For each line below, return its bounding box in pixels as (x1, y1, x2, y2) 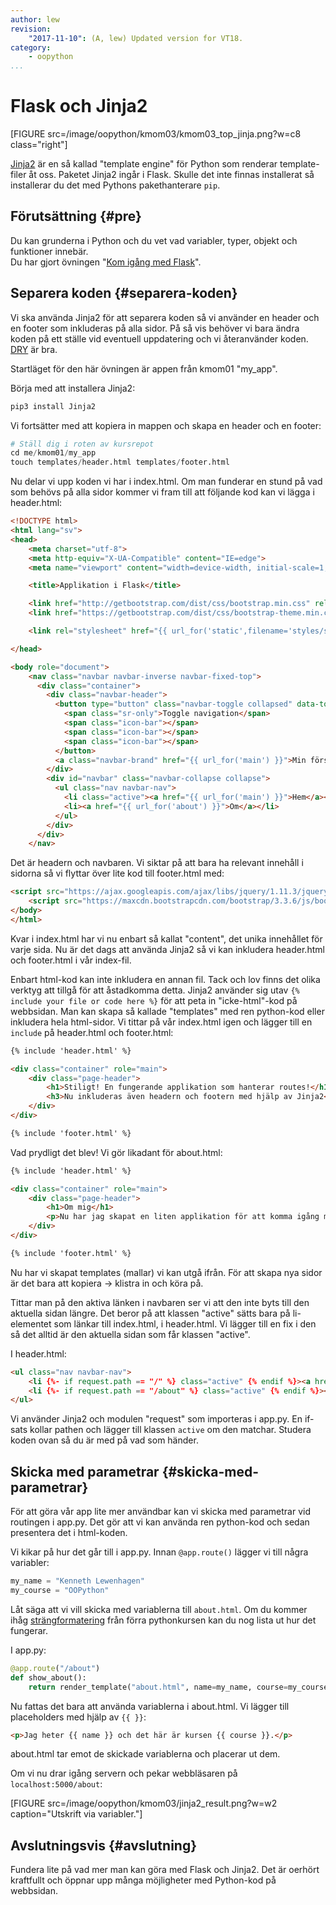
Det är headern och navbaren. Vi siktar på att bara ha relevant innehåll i (10, 857, 304, 869)
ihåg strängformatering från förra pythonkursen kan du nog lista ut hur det (10, 1614, 317, 1626)
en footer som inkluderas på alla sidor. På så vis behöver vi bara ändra (10, 322, 300, 334)
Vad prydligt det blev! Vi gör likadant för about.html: (10, 1146, 223, 1158)
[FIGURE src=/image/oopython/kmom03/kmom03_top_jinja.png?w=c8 (10, 128, 302, 140)
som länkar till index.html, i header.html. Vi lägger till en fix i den (53, 1317, 317, 1330)
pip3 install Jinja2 (10, 401, 97, 411)
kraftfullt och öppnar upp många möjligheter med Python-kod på (10, 1874, 277, 1886)
